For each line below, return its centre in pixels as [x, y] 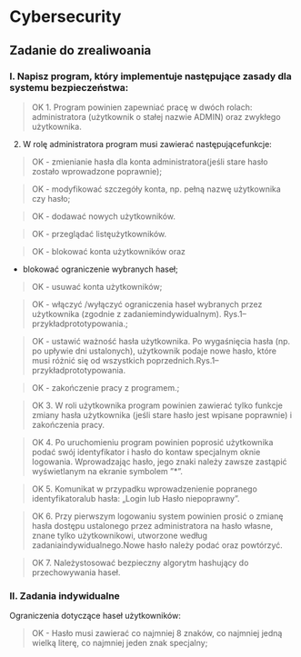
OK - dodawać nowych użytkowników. [103, 216]
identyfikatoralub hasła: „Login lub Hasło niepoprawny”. [135, 498]
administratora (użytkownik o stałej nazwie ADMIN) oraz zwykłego [156, 116]
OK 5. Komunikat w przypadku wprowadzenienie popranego [144, 489]
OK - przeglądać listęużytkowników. [99, 234]
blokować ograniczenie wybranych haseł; [100, 269]
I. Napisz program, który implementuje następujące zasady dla [151, 76]
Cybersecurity [65, 17]
